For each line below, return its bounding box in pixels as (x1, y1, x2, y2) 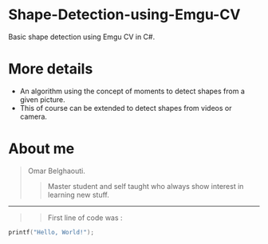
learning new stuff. (47, 190, 109, 199)
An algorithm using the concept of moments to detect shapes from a (19, 86, 246, 96)
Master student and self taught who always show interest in (47, 181, 244, 191)
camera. (19, 112, 48, 121)
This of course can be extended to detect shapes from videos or (19, 103, 232, 112)
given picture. (19, 94, 65, 104)
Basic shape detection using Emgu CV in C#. (8, 32, 156, 41)
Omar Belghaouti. (27, 166, 85, 175)
